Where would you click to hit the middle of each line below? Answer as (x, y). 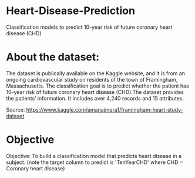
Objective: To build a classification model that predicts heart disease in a (94, 156)
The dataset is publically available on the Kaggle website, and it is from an (96, 73)
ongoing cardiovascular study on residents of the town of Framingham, (92, 79)
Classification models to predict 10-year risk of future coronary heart (89, 27)
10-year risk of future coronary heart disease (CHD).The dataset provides (95, 92)
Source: (16, 109)
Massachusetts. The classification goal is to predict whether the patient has (97, 86)
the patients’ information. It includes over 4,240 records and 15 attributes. (95, 98)
